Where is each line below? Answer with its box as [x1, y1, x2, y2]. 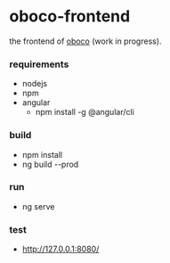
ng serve [21, 201, 55, 211]
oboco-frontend [9, 6, 131, 27]
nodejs [21, 78, 47, 89]
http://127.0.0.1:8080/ [21, 243, 100, 255]
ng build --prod [21, 159, 79, 169]
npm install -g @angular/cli [35, 107, 135, 118]
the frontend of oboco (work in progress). [9, 36, 162, 46]
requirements [9, 58, 69, 70]
